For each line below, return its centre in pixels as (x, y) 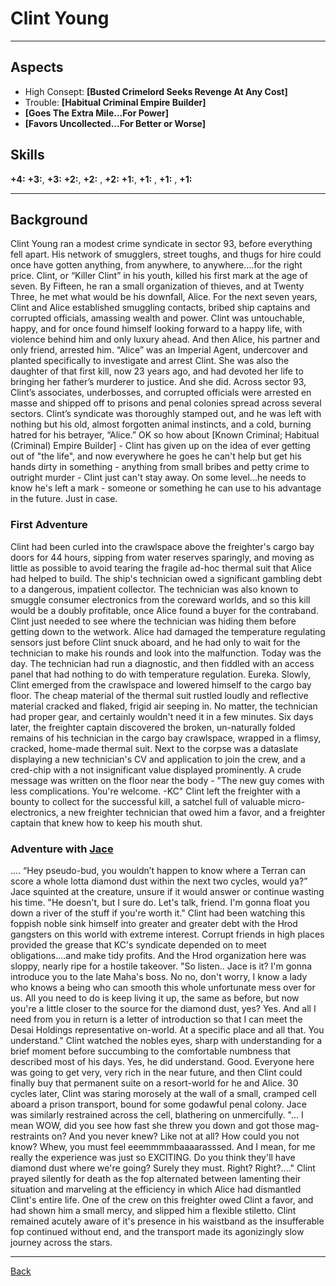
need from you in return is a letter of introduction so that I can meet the (156, 1019)
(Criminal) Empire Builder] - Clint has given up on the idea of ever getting (160, 446)
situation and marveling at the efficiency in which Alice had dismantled (156, 1189)
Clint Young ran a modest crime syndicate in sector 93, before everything (161, 244)
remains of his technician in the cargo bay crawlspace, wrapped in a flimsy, (166, 738)
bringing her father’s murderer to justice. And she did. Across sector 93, (158, 382)
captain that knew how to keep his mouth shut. (106, 823)
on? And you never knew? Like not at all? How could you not (175, 1136)
